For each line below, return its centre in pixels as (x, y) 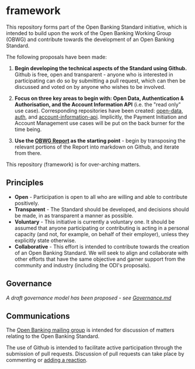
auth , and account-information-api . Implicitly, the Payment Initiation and (101, 117)
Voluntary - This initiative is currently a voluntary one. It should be (95, 222)
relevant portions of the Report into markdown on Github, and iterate (97, 147)
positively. (27, 203)
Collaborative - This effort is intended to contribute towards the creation (102, 246)
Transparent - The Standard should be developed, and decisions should (102, 209)
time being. (28, 129)
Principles (25, 183)
